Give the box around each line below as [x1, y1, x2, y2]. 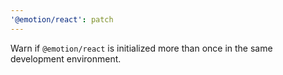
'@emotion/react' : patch [10, 14, 114, 25]
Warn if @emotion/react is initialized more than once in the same [10, 42, 273, 54]
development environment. [10, 52, 122, 65]
